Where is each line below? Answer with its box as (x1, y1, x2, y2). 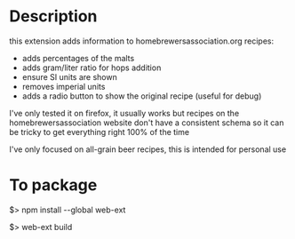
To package (9, 175, 98, 195)
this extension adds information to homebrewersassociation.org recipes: (9, 36, 275, 46)
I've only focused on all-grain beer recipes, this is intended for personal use (9, 144, 287, 155)
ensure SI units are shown (21, 71, 117, 82)
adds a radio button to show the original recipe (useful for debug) (21, 91, 262, 101)
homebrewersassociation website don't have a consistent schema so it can (9, 117, 284, 128)
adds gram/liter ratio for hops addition (21, 62, 162, 73)
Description (9, 6, 98, 27)
